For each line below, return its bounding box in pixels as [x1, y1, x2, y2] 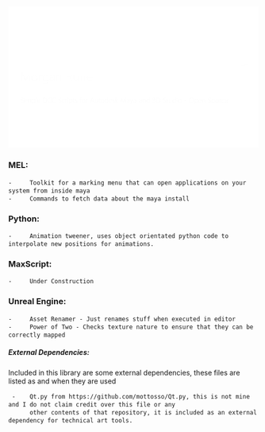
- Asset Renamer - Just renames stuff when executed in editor [8, 315, 236, 323]
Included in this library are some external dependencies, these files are [8, 368, 240, 377]
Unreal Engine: [8, 296, 67, 307]
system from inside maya [8, 186, 90, 195]
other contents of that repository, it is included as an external [29, 408, 258, 416]
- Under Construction [8, 278, 94, 286]
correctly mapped [8, 331, 66, 339]
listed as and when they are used [8, 376, 117, 386]
